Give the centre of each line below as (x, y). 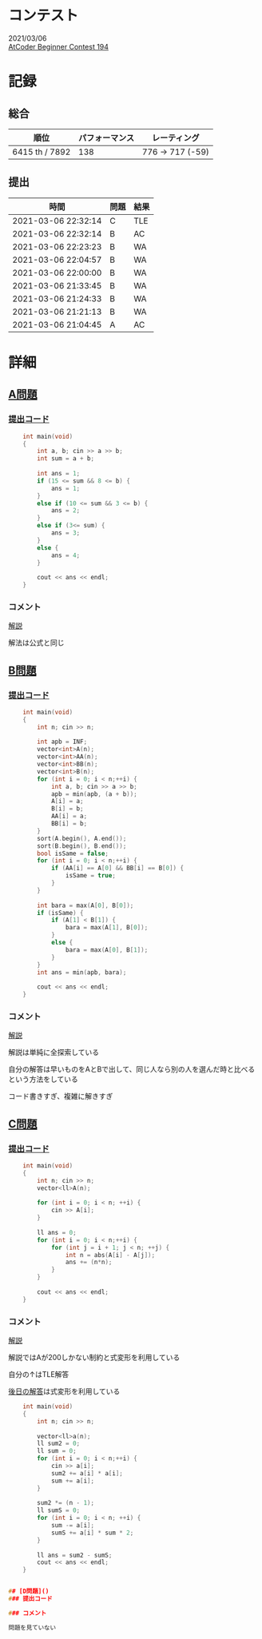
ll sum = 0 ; (57, 1451)
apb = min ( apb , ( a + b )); (94, 794)
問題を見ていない (32, 1627)
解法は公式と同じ (36, 642)
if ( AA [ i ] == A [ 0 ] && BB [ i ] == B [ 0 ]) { (117, 868)
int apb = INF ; (62, 742)
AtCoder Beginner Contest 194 (59, 46)
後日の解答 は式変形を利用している (64, 1391)
